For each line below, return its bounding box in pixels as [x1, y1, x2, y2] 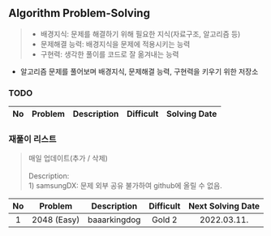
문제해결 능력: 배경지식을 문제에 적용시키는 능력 [40, 39, 191, 49]
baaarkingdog [88, 214, 141, 225]
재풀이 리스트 [8, 134, 57, 145]
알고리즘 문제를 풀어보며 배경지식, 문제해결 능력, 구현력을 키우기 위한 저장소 [19, 67, 259, 76]
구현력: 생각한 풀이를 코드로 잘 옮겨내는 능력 [40, 49, 179, 59]
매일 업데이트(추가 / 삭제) [28, 153, 108, 163]
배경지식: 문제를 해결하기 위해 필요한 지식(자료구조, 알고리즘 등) [40, 28, 241, 39]
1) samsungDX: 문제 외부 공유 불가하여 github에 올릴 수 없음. [28, 181, 223, 191]
